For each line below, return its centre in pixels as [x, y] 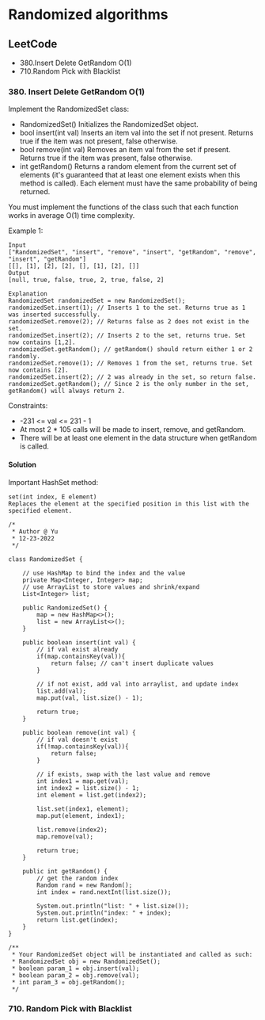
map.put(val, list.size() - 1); [90, 698]
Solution [23, 464]
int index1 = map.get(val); [83, 781]
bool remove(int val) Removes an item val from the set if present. [125, 150]
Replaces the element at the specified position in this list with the [129, 504]
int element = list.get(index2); [92, 795]
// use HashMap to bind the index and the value [104, 573]
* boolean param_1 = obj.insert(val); [76, 968]
